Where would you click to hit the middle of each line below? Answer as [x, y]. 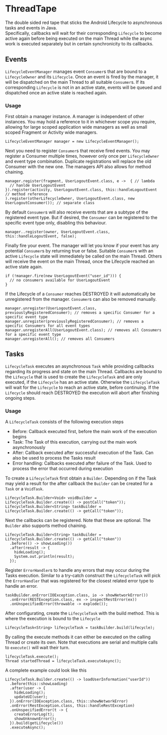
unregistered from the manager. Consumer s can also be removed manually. [81, 299]
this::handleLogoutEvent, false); [41, 237]
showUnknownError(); [35, 719]
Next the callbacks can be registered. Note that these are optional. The [78, 520]
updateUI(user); [31, 697]
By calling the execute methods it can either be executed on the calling [78, 637]
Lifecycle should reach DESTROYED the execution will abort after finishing [82, 393]
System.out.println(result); [44, 557]
